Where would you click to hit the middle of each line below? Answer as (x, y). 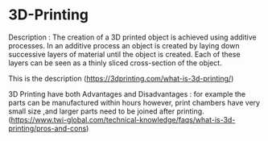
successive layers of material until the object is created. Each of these (124, 54)
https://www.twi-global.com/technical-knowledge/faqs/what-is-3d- (123, 119)
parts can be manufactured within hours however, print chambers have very (134, 102)
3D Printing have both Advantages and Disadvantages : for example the (127, 93)
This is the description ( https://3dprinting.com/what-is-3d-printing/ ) (121, 78)
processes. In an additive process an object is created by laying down (124, 45)
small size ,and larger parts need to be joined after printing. (106, 111)
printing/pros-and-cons (47, 128)
